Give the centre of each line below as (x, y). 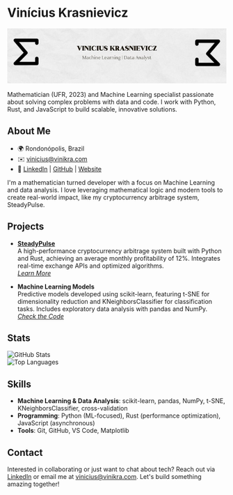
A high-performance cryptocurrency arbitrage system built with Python (119, 251)
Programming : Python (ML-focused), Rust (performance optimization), (119, 416)
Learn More (34, 273)
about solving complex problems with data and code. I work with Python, (112, 102)
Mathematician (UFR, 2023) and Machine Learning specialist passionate (111, 94)
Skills (19, 384)
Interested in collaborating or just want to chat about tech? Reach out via (111, 469)
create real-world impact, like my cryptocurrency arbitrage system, (103, 197)
